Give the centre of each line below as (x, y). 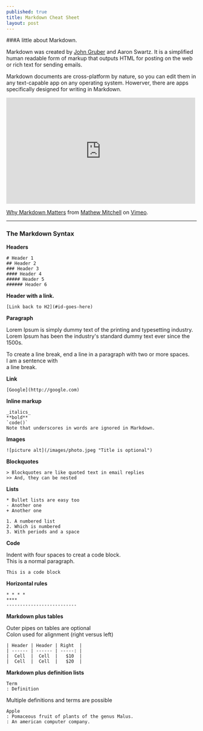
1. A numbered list (31, 521)
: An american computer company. (48, 722)
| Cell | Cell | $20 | (44, 661)
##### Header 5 (25, 279)
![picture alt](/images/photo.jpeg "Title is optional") (79, 450)
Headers (17, 247)
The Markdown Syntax (40, 234)
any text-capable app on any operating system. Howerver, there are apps (98, 83)
